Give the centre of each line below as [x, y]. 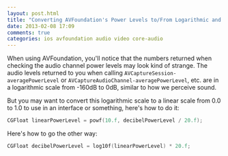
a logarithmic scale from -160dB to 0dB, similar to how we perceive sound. [112, 88]
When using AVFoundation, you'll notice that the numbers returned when [110, 58]
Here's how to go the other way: [52, 133]
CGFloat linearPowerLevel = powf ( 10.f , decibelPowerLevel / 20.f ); [105, 120]
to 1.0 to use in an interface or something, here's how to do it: [93, 108]
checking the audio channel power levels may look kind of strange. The [108, 66]
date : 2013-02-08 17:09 [41, 26]
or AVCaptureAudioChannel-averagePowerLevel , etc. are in [140, 80]
